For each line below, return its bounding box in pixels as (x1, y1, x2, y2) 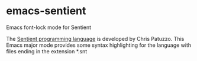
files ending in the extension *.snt (6, 47, 88, 54)
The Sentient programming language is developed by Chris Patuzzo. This (6, 35, 185, 42)
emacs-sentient (6, 4, 86, 18)
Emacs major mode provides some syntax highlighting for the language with (6, 41, 192, 49)
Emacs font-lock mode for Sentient (6, 24, 92, 31)
